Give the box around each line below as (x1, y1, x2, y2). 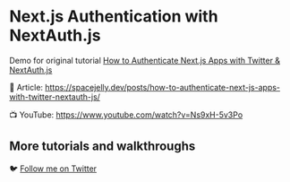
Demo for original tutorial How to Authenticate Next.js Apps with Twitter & (9, 55, 280, 65)
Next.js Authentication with (9, 6, 218, 27)
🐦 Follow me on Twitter (9, 163, 97, 174)
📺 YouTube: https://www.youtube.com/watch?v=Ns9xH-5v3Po (9, 109, 243, 120)
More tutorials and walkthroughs (9, 139, 196, 154)
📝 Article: (9, 82, 43, 92)
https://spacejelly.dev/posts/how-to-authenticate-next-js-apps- (44, 82, 280, 92)
